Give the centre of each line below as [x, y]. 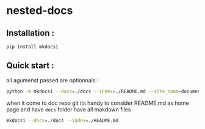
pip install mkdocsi [33, 47]
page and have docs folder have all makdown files [69, 109]
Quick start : [30, 66]
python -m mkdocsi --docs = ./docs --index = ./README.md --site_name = [94, 91]
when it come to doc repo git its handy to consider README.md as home [98, 103]
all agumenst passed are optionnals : [52, 80]
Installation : [31, 33]
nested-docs [40, 11]
